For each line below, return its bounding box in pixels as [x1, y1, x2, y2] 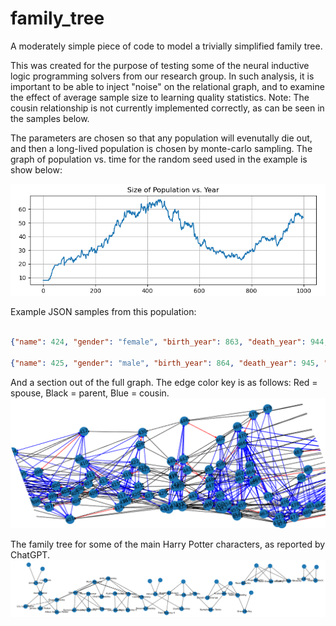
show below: [10, 163, 63, 176]
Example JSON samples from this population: [10, 306, 197, 318]
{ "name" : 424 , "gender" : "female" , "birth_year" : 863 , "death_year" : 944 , [10, 337, 329, 347]
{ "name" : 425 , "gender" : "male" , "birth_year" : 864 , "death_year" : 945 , [10, 358, 320, 368]
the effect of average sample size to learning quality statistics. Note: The [10, 91, 310, 103]
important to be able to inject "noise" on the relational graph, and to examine [10, 80, 325, 92]
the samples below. [10, 112, 90, 124]
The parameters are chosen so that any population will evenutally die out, [10, 132, 313, 144]
